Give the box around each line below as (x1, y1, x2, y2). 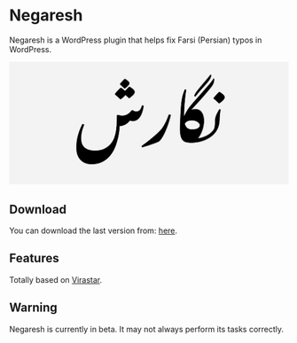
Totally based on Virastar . (9, 274, 103, 285)
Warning (9, 300, 58, 316)
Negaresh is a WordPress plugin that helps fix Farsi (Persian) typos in (9, 35, 262, 45)
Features (9, 251, 59, 266)
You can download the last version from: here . (9, 225, 178, 236)
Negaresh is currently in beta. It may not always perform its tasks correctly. (9, 324, 285, 334)
